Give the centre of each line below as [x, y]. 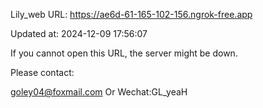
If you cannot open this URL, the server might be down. [124, 53]
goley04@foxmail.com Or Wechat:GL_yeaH [99, 92]
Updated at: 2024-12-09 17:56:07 [79, 33]
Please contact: [42, 72]
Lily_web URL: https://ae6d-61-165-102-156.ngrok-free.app [131, 14]
